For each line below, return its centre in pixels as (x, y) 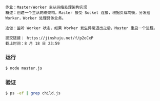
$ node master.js (24, 68)
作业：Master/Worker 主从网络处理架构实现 (46, 7)
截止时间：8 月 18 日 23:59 (33, 44)
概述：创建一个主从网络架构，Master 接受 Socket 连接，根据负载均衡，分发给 (78, 13)
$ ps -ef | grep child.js (33, 93)
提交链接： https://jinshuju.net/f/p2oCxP (49, 38)
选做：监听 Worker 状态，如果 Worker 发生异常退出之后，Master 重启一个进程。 (81, 28)
